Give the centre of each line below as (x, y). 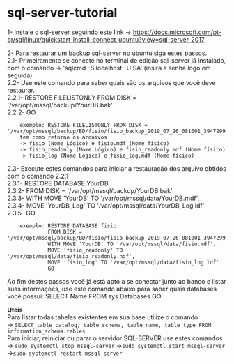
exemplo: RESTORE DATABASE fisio (68, 226)
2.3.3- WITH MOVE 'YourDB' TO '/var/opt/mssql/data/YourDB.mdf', (103, 198)
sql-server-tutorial (62, 13)
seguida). (21, 75)
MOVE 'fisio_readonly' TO (85, 250)
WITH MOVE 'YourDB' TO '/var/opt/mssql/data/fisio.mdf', (132, 244)
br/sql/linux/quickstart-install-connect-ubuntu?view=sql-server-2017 (106, 39)
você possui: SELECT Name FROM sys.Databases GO (84, 296)
